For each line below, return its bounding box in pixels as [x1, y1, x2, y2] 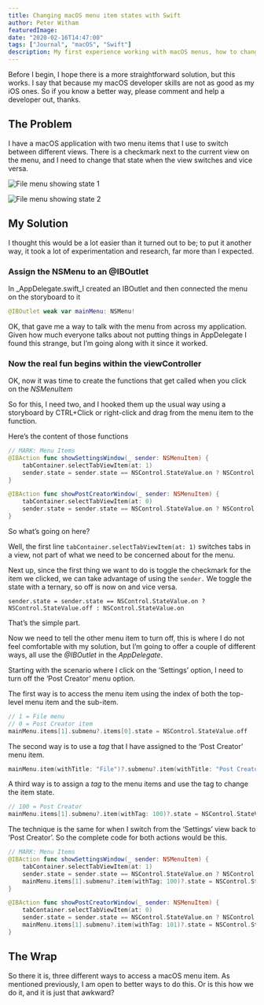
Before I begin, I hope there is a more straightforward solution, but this [8, 70, 236, 79]
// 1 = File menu [8, 712, 65, 721]
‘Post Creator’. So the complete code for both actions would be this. [8, 833, 228, 843]
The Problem [8, 117, 72, 131]
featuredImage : [8, 26, 58, 34]
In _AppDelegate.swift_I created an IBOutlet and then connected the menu [8, 284, 248, 293]
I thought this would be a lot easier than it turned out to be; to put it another [8, 238, 251, 247]
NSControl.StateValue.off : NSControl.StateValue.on [8, 604, 185, 612]
